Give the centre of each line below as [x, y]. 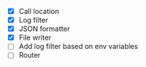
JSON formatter [44, 29]
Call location [39, 11]
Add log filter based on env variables [78, 47]
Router [29, 55]
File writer [35, 37]
